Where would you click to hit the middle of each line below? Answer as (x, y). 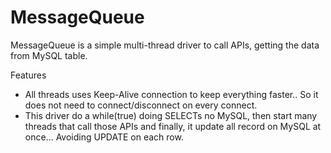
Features (28, 75)
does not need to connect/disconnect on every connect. (141, 105)
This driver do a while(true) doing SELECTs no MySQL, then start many (171, 115)
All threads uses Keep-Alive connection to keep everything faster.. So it (171, 94)
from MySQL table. (49, 55)
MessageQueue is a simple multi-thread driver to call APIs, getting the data (165, 45)
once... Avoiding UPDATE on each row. (104, 137)
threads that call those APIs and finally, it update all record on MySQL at (173, 126)
